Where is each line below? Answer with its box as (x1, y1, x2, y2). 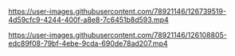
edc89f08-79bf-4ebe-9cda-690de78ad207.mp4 (8, 39, 169, 48)
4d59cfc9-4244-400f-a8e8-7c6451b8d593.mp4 (8, 15, 169, 24)
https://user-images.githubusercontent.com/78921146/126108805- (8, 31, 227, 39)
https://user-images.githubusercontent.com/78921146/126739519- (8, 7, 227, 16)
